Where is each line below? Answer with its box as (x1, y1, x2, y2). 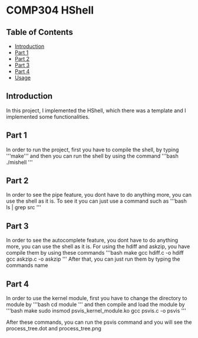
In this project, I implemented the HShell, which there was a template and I (6, 107, 187, 114)
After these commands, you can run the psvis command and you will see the (6, 318, 192, 326)
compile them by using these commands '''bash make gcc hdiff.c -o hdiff (6, 249, 184, 256)
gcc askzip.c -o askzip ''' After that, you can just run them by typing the (6, 255, 181, 263)
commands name (6, 262, 48, 269)
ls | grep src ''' (6, 204, 41, 211)
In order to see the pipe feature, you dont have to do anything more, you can (6, 191, 192, 199)
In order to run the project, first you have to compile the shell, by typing (6, 146, 179, 153)
